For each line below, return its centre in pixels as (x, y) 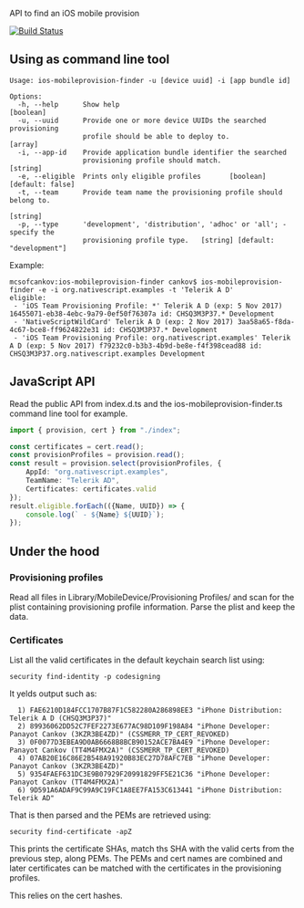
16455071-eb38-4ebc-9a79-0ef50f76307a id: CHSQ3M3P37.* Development (142, 314)
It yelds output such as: (53, 694)
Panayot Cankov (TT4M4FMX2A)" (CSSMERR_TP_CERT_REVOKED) (120, 751)
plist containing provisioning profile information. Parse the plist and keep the (152, 607)
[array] (24, 144)
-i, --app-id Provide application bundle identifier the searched (152, 152)
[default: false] (42, 184)
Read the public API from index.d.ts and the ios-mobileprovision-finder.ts (146, 403)
